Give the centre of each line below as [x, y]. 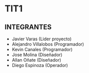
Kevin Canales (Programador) [42, 49]
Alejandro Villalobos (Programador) [48, 44]
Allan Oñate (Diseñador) [37, 60]
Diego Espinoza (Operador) [40, 65]
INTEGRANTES [28, 27]
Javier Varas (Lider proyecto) [42, 39]
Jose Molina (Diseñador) [37, 55]
